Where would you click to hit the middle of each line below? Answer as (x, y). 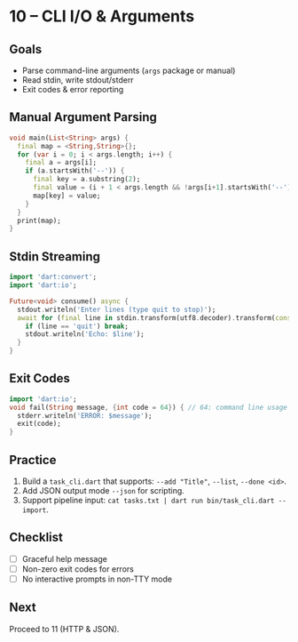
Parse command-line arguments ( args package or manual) (129, 70)
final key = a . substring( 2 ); (86, 180)
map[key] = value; (67, 196)
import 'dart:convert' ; (53, 277)
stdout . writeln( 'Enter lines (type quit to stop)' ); (117, 309)
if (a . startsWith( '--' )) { (75, 171)
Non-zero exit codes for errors (78, 569)
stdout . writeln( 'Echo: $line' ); (85, 334)
